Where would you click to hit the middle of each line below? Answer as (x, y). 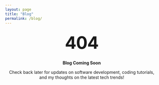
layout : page (18, 9)
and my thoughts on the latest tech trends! (82, 77)
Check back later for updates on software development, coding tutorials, (82, 72)
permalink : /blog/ (24, 18)
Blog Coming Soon (82, 63)
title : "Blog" (19, 14)
